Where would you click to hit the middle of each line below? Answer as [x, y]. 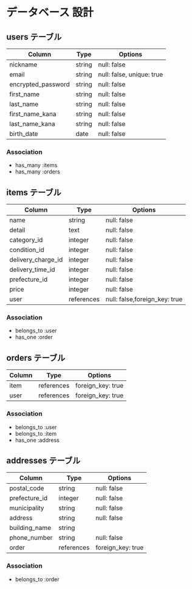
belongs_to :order [37, 579]
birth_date [24, 134]
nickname [23, 64]
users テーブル [34, 37]
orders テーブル [36, 357]
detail [17, 230]
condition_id [27, 250]
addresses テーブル [43, 460]
